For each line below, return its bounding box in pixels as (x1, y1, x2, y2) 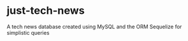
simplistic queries (7, 29, 50, 36)
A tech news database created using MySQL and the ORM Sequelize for (7, 23, 182, 30)
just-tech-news (7, 4, 85, 17)
